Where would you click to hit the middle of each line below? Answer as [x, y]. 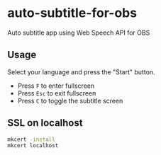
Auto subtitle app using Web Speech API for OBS [79, 33]
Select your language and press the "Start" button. [81, 71]
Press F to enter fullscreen [56, 86]
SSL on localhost [45, 123]
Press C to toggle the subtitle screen [70, 101]
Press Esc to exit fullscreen [57, 93]
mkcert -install [31, 139]
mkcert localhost [33, 146]
